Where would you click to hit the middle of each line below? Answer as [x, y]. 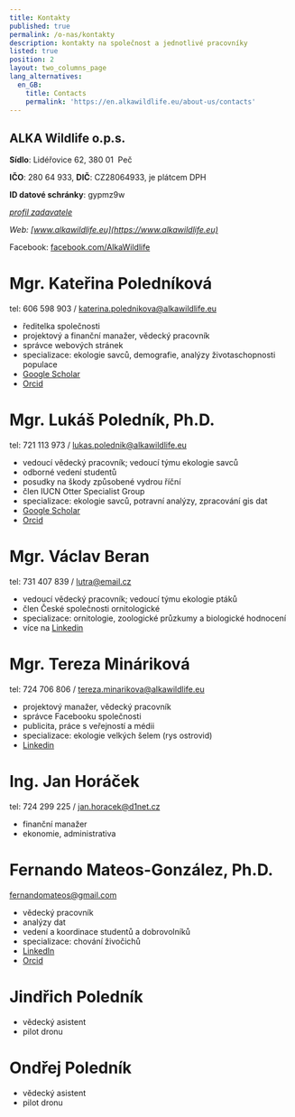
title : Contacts [56, 93]
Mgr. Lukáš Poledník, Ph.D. [112, 420]
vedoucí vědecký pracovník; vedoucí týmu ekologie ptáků [129, 599]
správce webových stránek [73, 346]
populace [40, 365]
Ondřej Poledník [71, 1068]
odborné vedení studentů [69, 472]
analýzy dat [44, 922]
